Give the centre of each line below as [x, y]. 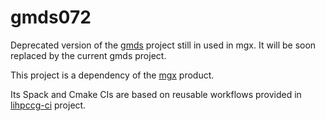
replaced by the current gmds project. [88, 55]
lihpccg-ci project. [48, 105]
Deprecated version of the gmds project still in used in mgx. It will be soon [163, 45]
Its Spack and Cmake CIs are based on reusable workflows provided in [156, 94]
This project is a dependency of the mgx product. [112, 75]
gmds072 [51, 17]
